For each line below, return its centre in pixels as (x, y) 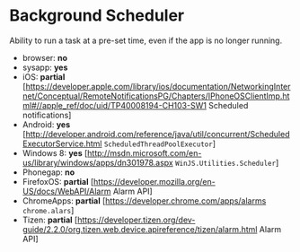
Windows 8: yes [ (55, 152)
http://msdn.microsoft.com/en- (144, 152)
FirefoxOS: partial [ (58, 181)
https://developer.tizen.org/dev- (137, 220)
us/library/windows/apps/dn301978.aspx (97, 162)
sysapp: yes (45, 67)
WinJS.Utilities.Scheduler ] (227, 162)
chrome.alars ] (48, 210)
